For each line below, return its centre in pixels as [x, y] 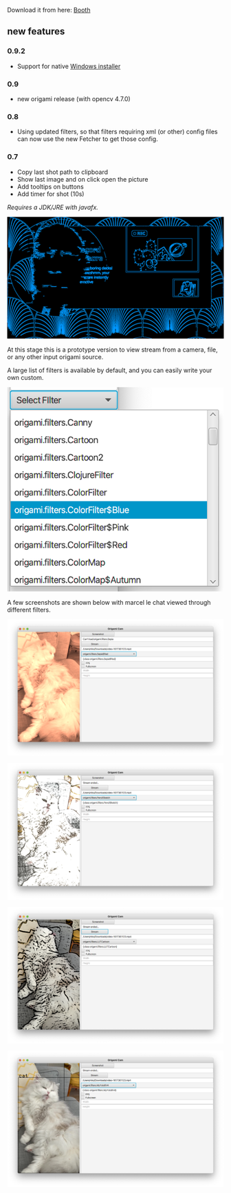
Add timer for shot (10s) [51, 194]
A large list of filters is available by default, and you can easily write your [110, 370]
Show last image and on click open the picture [82, 179]
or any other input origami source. [55, 357]
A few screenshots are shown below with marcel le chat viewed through [109, 602]
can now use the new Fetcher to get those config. [87, 139]
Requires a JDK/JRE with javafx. [53, 207]
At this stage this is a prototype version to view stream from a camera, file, [112, 350]
